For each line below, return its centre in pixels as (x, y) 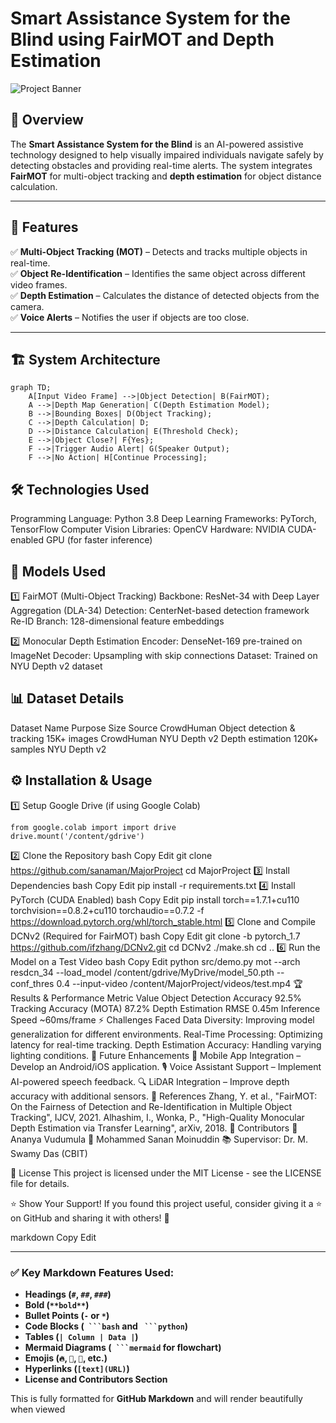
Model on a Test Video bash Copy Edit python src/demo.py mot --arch (155, 961)
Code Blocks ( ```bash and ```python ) (106, 1326)
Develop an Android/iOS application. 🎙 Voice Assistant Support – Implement (166, 1066)
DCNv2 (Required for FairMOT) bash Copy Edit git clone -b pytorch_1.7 (155, 936)
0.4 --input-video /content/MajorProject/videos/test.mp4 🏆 (179, 983)
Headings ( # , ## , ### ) (68, 1294)
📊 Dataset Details (67, 698)
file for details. (40, 1183)
